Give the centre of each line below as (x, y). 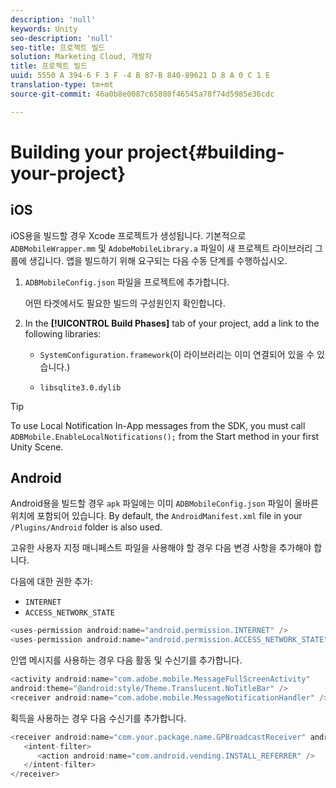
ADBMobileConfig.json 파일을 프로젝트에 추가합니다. (127, 282)
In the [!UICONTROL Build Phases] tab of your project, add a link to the (172, 323)
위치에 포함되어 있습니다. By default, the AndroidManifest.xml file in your (156, 516)
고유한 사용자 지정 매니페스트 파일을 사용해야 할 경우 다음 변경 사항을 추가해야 (161, 548)
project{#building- (206, 152)
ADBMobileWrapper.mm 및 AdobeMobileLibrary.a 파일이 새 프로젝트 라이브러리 (161, 248)
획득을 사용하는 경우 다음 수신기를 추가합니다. (98, 718)
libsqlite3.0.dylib (80, 387)
